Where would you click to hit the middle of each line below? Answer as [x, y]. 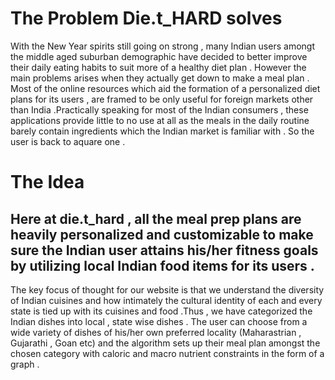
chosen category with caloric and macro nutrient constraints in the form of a [167, 353]
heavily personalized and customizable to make [162, 234]
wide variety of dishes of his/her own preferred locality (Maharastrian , [156, 332]
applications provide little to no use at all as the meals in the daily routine [160, 120]
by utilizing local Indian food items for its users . [162, 265]
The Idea [47, 182]
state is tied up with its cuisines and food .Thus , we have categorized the [161, 311]
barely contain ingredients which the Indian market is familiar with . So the [162, 131]
